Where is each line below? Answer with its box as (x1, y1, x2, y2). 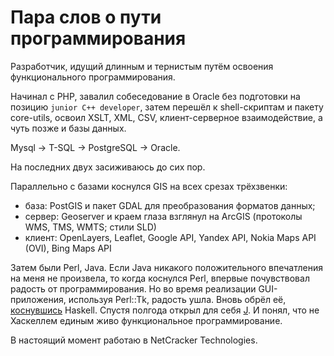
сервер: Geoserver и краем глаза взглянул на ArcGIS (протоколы (24, 210, 303, 222)
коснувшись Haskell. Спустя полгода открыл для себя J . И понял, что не (10, 304, 320, 316)
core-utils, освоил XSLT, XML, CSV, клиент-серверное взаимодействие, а (10, 111, 323, 123)
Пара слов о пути (10, 6, 162, 29)
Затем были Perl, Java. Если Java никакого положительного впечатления (10, 261, 323, 273)
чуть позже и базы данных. (10, 122, 127, 134)
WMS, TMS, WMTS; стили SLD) (24, 221, 157, 233)
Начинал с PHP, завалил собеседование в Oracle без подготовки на (10, 90, 301, 102)
